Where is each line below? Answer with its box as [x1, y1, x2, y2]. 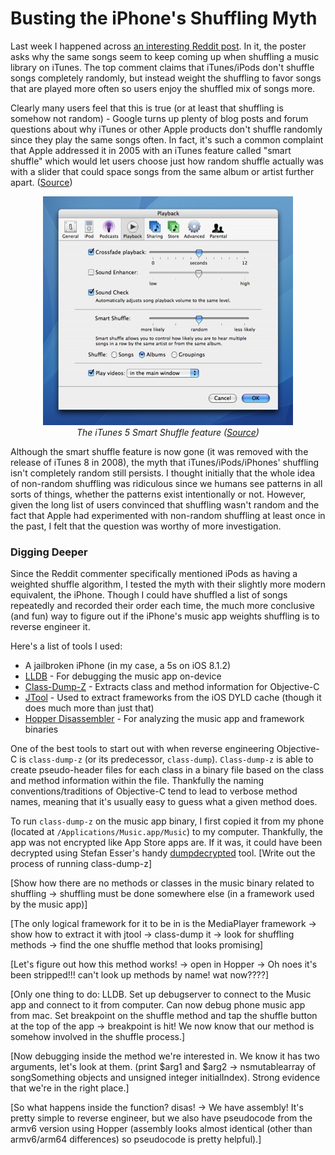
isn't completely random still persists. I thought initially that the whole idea [10, 467, 316, 479]
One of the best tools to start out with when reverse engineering [10, 743, 275, 755]
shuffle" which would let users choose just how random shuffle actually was [10, 155, 324, 167]
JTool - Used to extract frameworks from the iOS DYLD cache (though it [24, 692, 322, 704]
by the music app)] [10, 898, 88, 911]
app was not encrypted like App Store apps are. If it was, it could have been [10, 837, 323, 849]
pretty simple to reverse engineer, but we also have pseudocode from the [10, 1112, 313, 1124]
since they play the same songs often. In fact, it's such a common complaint [10, 133, 324, 146]
